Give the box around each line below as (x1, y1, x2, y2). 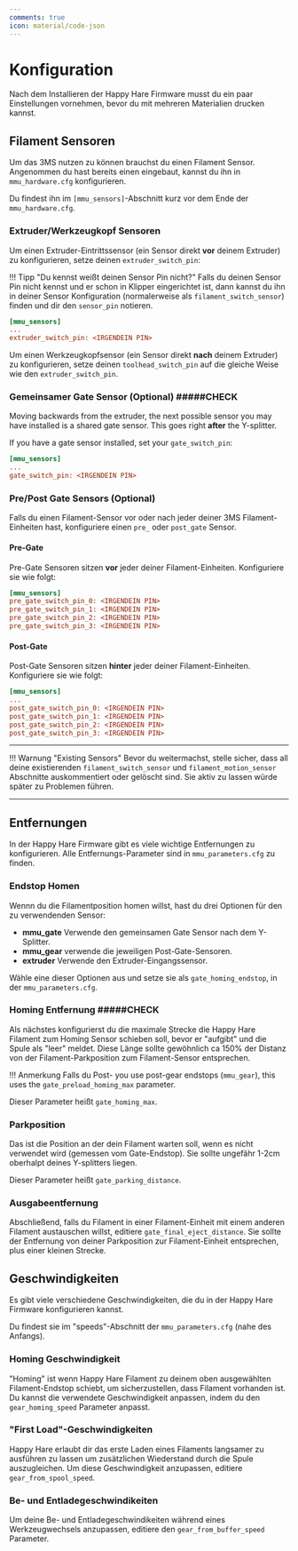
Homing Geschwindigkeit (9, 1353, 121, 1365)
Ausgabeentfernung (9, 1197, 99, 1209)
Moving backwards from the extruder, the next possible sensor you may (9, 410, 272, 422)
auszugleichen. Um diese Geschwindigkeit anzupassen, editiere (9, 1462, 243, 1473)
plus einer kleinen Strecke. (9, 1245, 106, 1256)
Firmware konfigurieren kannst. (9, 1304, 124, 1315)
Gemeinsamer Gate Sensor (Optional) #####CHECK (9, 391, 238, 403)
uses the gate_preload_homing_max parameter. (9, 1078, 176, 1089)
